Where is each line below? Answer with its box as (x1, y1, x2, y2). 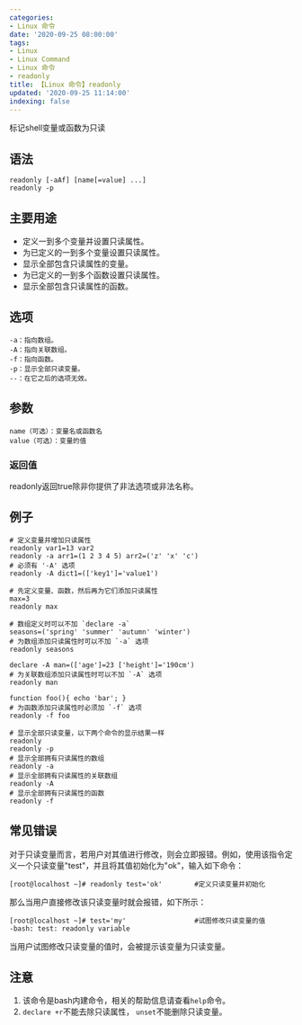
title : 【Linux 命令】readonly (9, 80, 121, 89)
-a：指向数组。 (9, 335, 58, 344)
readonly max (9, 602, 58, 611)
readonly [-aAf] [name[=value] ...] (9, 176, 147, 185)
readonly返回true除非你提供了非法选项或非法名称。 (9, 480, 200, 491)
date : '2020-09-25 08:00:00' (9, 30, 119, 39)
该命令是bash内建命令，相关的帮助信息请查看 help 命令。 (22, 995, 231, 1006)
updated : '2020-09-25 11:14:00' (9, 88, 130, 97)
